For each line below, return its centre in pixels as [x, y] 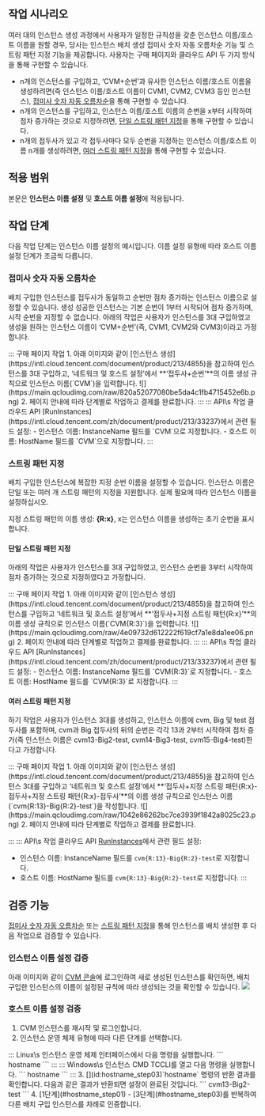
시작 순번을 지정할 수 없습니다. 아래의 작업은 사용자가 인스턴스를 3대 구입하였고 [129, 317]
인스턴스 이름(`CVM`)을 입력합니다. [83, 383]
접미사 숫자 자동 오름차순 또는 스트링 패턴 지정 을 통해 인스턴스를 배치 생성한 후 [129, 926]
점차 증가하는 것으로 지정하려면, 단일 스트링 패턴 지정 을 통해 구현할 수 [126, 120]
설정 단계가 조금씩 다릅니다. [51, 256]
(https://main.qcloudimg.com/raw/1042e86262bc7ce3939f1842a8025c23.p [132, 815]
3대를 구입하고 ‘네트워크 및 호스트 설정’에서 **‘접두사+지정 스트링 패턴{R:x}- [140, 786]
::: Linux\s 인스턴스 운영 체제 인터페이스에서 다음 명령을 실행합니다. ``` [116, 1054]
